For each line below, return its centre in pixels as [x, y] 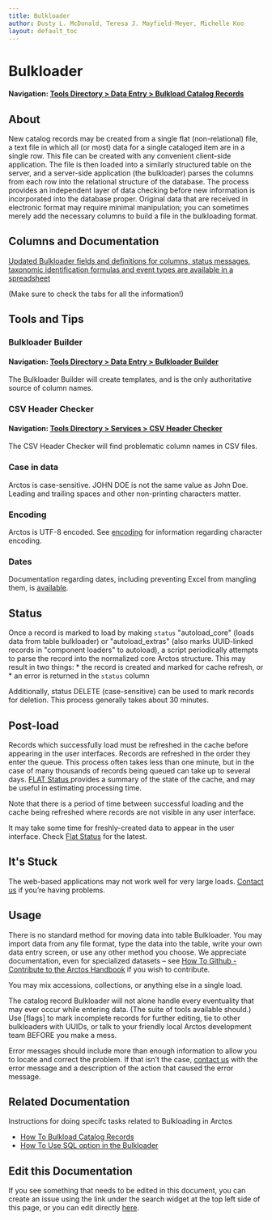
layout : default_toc [43, 31]
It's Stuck [33, 862]
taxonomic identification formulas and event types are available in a [121, 269]
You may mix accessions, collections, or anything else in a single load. [125, 985]
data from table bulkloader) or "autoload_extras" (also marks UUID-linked [131, 642]
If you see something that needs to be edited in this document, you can [127, 1191]
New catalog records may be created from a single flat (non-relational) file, [133, 138]
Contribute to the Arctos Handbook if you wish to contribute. [109, 969]
